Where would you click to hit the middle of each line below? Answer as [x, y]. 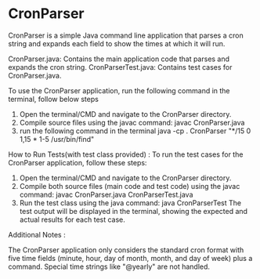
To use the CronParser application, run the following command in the [119, 90]
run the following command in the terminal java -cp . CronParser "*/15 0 [135, 131]
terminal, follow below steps [54, 99]
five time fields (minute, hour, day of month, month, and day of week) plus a [130, 258]
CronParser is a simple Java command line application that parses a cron [126, 35]
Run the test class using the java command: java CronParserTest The [130, 203]
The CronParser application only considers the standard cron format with [126, 250]
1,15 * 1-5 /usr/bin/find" [57, 139]
